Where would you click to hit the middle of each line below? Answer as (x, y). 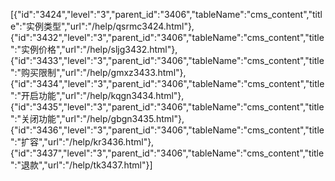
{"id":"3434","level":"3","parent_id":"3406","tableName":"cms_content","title (167, 83)
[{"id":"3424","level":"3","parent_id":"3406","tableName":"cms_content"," (161, 14)
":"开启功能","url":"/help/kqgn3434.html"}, (97, 95)
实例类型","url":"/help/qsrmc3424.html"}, (110, 26)
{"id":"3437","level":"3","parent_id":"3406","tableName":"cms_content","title (167, 153)
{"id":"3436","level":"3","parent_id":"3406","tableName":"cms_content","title (167, 130)
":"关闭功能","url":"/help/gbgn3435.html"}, (97, 118)
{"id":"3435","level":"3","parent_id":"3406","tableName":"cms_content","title (167, 107)
